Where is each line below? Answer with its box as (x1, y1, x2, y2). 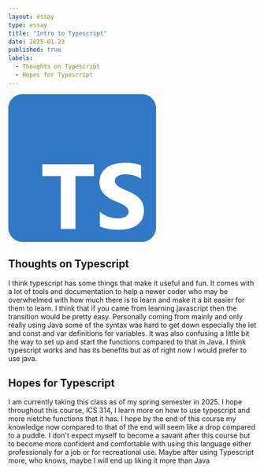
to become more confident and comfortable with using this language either (8, 439, 252, 449)
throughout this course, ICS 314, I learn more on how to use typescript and (8, 406, 251, 415)
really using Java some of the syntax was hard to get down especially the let (8, 320, 257, 330)
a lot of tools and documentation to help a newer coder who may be (8, 286, 229, 296)
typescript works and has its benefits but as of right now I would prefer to (8, 345, 247, 355)
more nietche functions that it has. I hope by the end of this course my (8, 414, 236, 423)
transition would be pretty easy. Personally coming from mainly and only (8, 311, 243, 321)
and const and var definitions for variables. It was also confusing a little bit (8, 328, 250, 338)
